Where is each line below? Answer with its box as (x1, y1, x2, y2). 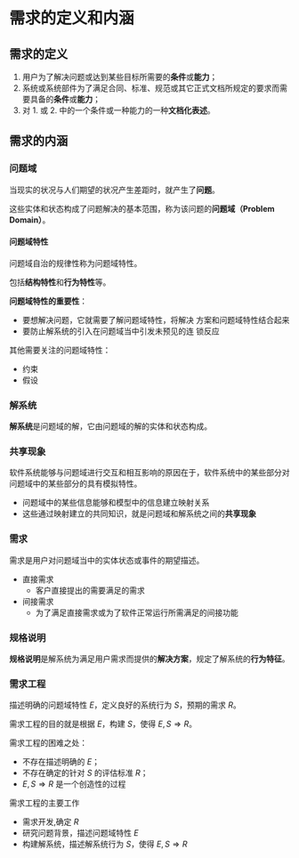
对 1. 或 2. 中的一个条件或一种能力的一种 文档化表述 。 (21, 105, 215, 116)
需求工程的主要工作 (9, 797, 80, 808)
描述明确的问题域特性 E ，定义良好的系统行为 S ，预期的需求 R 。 (9, 700, 242, 710)
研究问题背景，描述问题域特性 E (21, 828, 140, 838)
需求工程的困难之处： (9, 738, 87, 749)
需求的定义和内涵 (9, 8, 135, 28)
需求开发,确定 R (21, 816, 79, 828)
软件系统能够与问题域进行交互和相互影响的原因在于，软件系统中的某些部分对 (9, 467, 290, 478)
